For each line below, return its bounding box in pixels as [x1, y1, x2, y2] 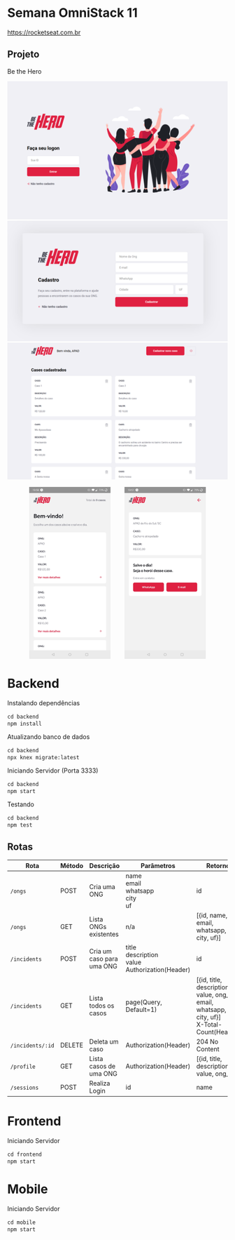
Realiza [89, 1079, 111, 1088]
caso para [89, 954, 118, 963]
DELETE [60, 1041, 84, 1050]
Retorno [206, 861, 231, 869]
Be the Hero [7, 67, 42, 75]
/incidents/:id [10, 1042, 55, 1050]
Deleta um [89, 1037, 119, 1046]
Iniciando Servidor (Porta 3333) [7, 766, 99, 775]
